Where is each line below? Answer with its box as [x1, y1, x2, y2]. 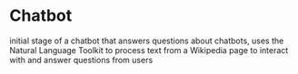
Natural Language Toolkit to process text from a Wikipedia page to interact [9, 44, 289, 55]
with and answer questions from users [9, 54, 154, 65]
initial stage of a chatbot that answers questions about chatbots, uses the [9, 35, 284, 46]
